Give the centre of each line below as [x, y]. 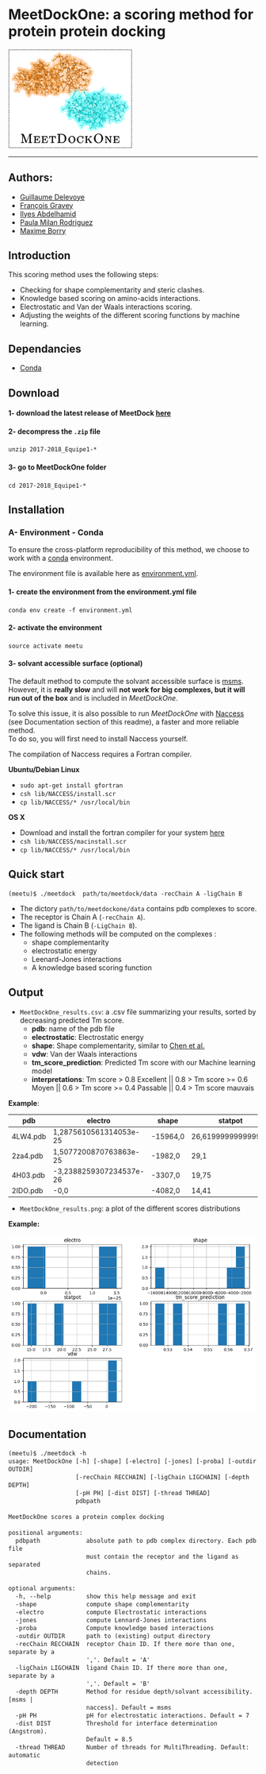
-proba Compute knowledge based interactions [115, 1629]
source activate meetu [46, 646]
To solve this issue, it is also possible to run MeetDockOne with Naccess [126, 713]
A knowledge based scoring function [91, 968]
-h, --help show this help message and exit [106, 1597]
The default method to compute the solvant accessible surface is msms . [126, 681]
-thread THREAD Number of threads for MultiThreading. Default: [132, 1748]
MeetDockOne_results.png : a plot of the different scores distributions [130, 1208]
